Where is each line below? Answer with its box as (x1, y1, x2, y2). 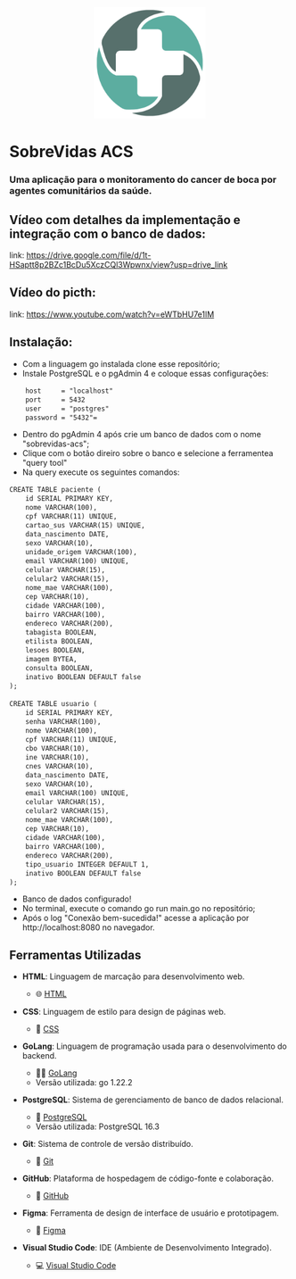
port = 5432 (25, 395, 86, 404)
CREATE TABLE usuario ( (9, 699, 98, 708)
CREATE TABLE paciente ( (9, 485, 102, 494)
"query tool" (21, 457, 68, 468)
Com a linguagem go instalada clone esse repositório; (21, 358, 220, 369)
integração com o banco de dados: (9, 226, 207, 241)
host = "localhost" (25, 386, 114, 395)
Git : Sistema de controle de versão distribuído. (21, 1139, 193, 1150)
